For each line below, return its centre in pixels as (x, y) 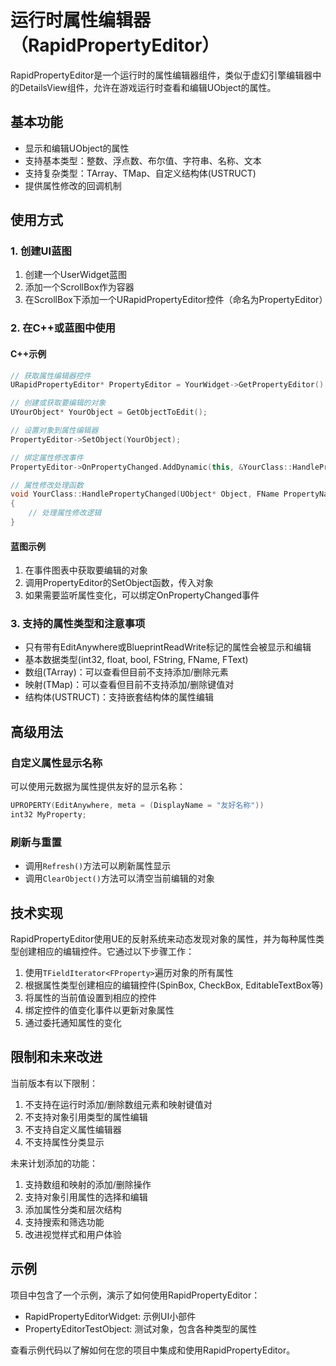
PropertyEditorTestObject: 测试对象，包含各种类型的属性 (141, 1328)
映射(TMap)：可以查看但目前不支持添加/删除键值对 (129, 685)
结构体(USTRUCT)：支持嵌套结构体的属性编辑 (119, 697)
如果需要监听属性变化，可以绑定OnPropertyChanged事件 (142, 595)
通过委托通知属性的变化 (73, 1022)
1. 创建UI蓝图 (41, 251)
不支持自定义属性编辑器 (73, 1129)
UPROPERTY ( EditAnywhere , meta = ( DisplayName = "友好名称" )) (137, 806)
